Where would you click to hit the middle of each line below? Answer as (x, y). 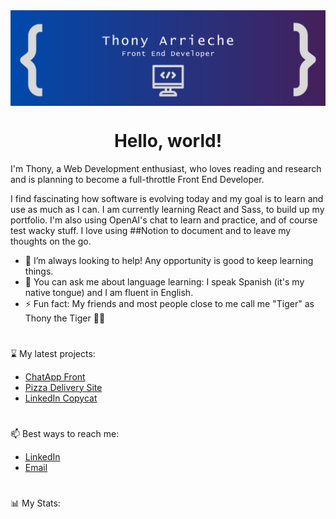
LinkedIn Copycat (61, 398)
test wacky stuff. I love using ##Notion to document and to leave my (151, 230)
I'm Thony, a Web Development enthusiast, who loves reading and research (166, 168)
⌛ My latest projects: (53, 353)
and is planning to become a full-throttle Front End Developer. (137, 179)
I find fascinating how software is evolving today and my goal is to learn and (167, 198)
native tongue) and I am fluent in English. (109, 292)
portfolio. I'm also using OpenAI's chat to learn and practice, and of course (164, 220)
